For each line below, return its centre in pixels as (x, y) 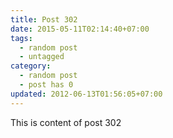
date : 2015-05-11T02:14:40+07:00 (80, 29)
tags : (21, 38)
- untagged (42, 57)
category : (31, 66)
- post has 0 (46, 85)
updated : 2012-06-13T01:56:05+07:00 (86, 94)
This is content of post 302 (66, 122)
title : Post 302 (44, 19)
